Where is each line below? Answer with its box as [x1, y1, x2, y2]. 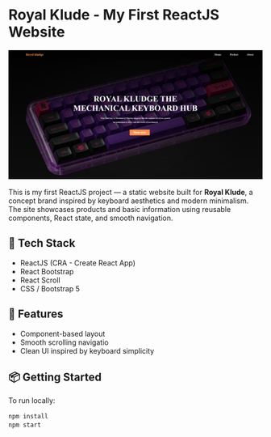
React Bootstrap [19, 266, 74, 276]
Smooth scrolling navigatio [19, 337, 109, 347]
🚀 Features [8, 308, 64, 321]
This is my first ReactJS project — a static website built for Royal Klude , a [8, 187, 253, 197]
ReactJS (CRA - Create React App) [19, 257, 135, 268]
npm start [8, 421, 42, 430]
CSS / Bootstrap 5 [19, 283, 81, 293]
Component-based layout [19, 329, 106, 338]
